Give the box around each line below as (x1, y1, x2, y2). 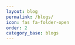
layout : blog (6, 8, 38, 15)
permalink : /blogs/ (6, 14, 54, 20)
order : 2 (6, 25, 28, 31)
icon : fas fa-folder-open (6, 19, 69, 25)
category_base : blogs (6, 30, 59, 36)
